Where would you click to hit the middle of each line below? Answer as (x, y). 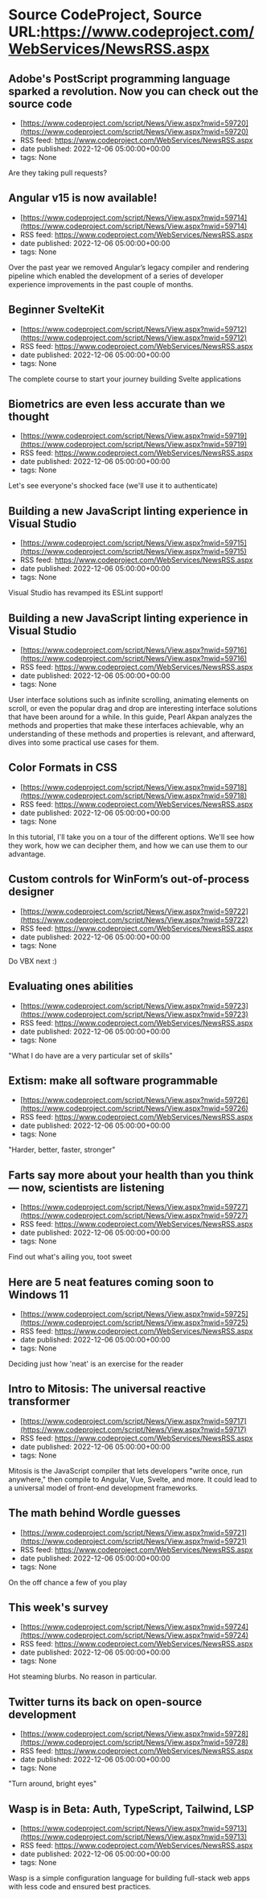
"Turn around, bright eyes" (53, 1784)
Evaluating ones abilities (71, 986)
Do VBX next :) (33, 961)
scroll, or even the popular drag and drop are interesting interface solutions (133, 709)
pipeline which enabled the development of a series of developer (116, 276)
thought (29, 417)
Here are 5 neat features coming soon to (111, 1282)
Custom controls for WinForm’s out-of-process (129, 880)
